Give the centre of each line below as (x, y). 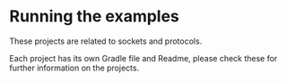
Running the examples (94, 16)
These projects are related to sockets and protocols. (106, 41)
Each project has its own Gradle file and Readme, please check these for (143, 58)
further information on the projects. (74, 68)
